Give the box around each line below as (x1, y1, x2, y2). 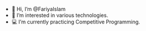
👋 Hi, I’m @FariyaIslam (11, 6, 66, 12)
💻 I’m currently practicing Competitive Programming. (11, 18, 140, 25)
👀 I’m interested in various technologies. (11, 12, 109, 19)
